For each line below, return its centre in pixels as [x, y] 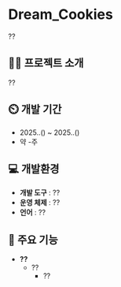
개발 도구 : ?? [40, 193]
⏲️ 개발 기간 [35, 109]
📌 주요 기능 [33, 239]
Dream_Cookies [61, 15]
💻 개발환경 [34, 168]
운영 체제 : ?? [40, 203]
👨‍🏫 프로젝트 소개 [46, 63]
